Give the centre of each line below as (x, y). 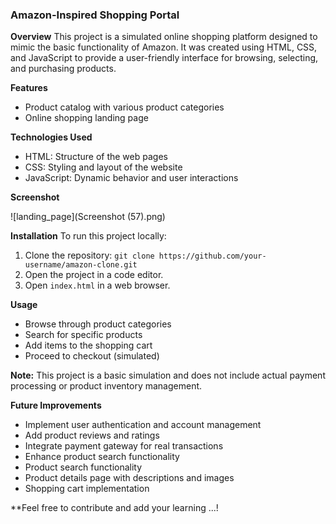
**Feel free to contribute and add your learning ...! (114, 508)
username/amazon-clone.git (81, 265)
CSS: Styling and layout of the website (103, 167)
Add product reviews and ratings (92, 435)
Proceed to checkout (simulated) (92, 356)
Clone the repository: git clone (89, 255)
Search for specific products (83, 335)
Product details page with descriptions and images (129, 478)
